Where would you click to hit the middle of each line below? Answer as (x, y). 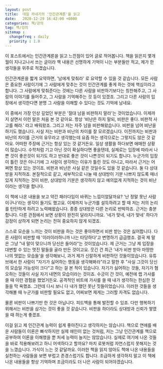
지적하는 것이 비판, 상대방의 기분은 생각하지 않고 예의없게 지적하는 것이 (81, 180)
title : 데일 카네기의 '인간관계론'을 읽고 (43, 14)
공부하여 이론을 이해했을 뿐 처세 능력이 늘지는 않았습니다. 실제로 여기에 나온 (76, 337)
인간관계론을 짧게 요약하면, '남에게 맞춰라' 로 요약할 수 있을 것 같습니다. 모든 (77, 78)
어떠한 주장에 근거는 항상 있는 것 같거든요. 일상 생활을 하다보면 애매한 (81, 143)
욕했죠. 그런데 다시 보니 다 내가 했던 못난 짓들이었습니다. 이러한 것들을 (85, 286)
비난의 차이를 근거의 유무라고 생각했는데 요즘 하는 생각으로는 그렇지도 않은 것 (78, 137)
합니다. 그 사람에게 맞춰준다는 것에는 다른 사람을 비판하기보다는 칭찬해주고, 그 (78, 90)
